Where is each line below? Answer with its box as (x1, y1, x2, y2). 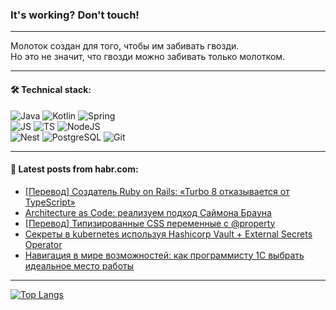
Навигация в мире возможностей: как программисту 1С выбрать (24, 249, 305, 261)
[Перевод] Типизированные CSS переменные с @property (24, 217, 276, 229)
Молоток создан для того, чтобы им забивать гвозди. (10, 40, 240, 52)
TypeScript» (24, 196, 76, 208)
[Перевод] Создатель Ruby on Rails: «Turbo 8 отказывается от (24, 185, 290, 197)
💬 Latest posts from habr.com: (10, 163, 139, 175)
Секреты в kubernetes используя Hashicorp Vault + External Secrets (24, 228, 313, 240)
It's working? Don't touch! (10, 8, 140, 22)
